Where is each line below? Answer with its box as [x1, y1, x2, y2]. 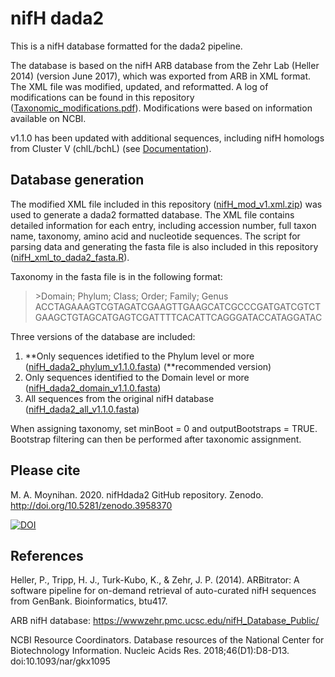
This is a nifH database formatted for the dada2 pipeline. [10, 40, 243, 52]
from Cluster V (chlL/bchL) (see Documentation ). [10, 142, 212, 154]
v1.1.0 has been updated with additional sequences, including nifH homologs [10, 132, 325, 144]
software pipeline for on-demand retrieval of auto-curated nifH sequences [10, 585, 317, 597]
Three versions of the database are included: [10, 330, 196, 342]
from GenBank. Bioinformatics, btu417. [10, 595, 168, 607]
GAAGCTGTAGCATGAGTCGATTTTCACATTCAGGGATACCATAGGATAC [34, 311, 323, 323]
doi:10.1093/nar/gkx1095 [10, 655, 111, 667]
